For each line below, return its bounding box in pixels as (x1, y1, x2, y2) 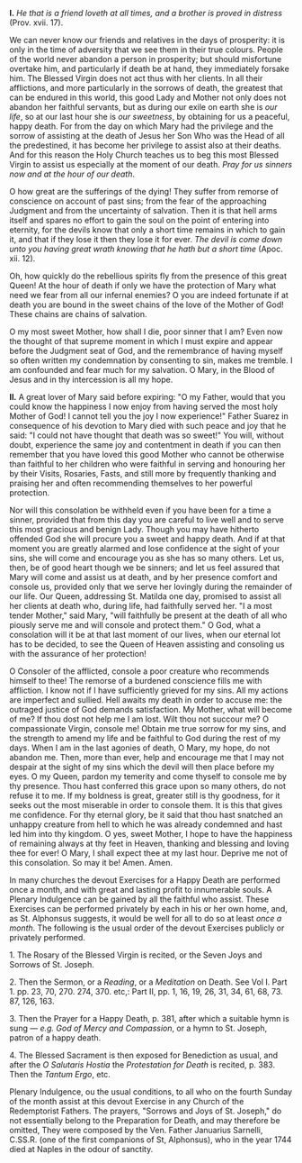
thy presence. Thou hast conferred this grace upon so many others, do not (9, 781, 286, 791)
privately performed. (9, 932, 85, 942)
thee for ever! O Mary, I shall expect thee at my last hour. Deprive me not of (9, 848, 289, 859)
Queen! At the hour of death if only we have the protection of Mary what (9, 280, 277, 291)
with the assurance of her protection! (9, 649, 147, 659)
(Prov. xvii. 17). (9, 17, 64, 28)
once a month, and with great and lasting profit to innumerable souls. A (9, 885, 272, 895)
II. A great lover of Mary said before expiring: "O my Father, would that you (9, 392, 286, 402)
